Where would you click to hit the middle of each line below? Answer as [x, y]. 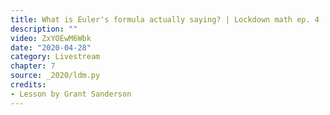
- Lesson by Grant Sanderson [71, 94]
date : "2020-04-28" [51, 47]
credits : [28, 85]
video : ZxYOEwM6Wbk [51, 38]
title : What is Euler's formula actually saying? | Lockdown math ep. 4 [165, 19]
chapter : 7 [33, 66]
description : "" [44, 29]
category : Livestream [55, 57]
